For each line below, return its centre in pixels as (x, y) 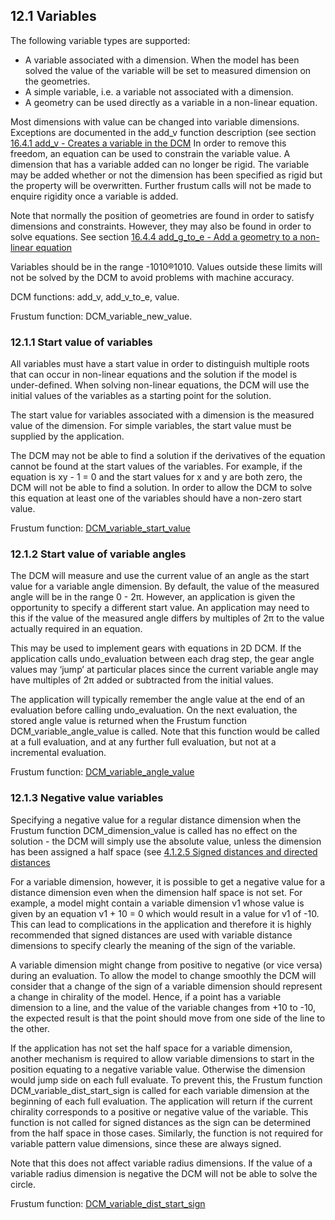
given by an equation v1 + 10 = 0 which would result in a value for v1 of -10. (165, 913)
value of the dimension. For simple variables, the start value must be (151, 426)
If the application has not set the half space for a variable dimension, (151, 1048)
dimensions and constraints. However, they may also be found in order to (161, 226)
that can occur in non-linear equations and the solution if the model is (154, 375)
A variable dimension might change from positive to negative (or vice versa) (166, 965)
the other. (30, 1028)
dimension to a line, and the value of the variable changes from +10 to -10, (163, 1007)
